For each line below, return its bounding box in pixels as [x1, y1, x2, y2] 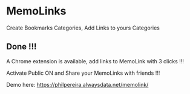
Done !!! [6, 42, 37, 52]
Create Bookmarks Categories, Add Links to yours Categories [6, 24, 160, 31]
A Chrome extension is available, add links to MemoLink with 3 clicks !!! [6, 57, 185, 64]
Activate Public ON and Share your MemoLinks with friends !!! [6, 69, 160, 77]
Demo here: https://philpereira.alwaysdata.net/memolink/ [6, 81, 149, 88]
